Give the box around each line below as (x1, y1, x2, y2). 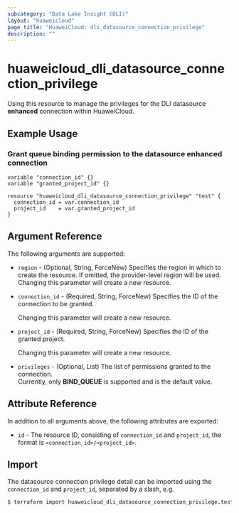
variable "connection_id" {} (7, 173, 94, 181)
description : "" (7, 30, 55, 38)
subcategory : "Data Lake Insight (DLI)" (7, 10, 129, 18)
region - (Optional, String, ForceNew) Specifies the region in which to (17, 263, 222, 271)
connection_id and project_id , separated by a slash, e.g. (7, 485, 174, 494)
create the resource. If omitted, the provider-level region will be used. (17, 271, 222, 279)
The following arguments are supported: (7, 249, 126, 258)
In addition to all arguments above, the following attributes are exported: (7, 416, 219, 425)
